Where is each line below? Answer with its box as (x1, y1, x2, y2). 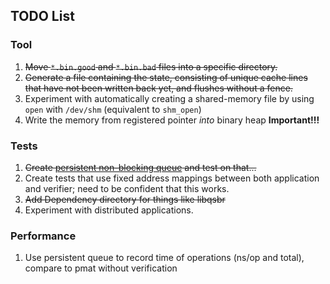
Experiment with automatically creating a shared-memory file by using (24, 92, 315, 104)
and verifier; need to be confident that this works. (24, 182, 230, 194)
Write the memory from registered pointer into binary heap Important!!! (24, 114, 320, 126)
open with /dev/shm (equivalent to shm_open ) (24, 103, 202, 115)
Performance (10, 229, 77, 243)
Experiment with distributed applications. (24, 204, 194, 216)
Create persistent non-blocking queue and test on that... (24, 161, 257, 173)
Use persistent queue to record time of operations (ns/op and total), (24, 252, 305, 264)
